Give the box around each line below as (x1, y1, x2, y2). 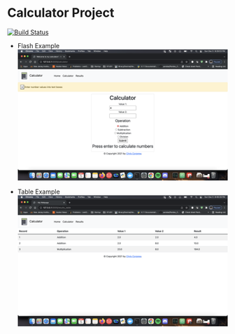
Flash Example (17, 41, 60, 50)
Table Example (17, 187, 61, 196)
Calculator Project (7, 5, 115, 21)
